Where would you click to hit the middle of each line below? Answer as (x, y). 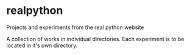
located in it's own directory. (42, 45)
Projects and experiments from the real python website (75, 27)
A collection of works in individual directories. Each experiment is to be (95, 39)
